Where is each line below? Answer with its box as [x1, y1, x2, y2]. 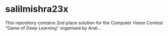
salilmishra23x [5, 3, 69, 15]
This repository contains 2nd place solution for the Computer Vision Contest [5, 20, 163, 26]
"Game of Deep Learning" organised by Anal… [5, 25, 102, 31]
